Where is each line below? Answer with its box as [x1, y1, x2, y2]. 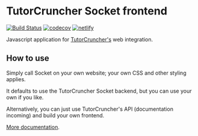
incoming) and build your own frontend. [6, 111, 105, 119]
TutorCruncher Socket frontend [6, 4, 167, 18]
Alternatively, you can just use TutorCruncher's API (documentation [6, 105, 173, 113]
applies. [6, 75, 26, 82]
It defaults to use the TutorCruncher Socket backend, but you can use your [6, 87, 192, 94]
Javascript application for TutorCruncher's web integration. [6, 36, 153, 43]
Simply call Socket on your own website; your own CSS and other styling [6, 69, 187, 76]
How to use [6, 53, 49, 64]
